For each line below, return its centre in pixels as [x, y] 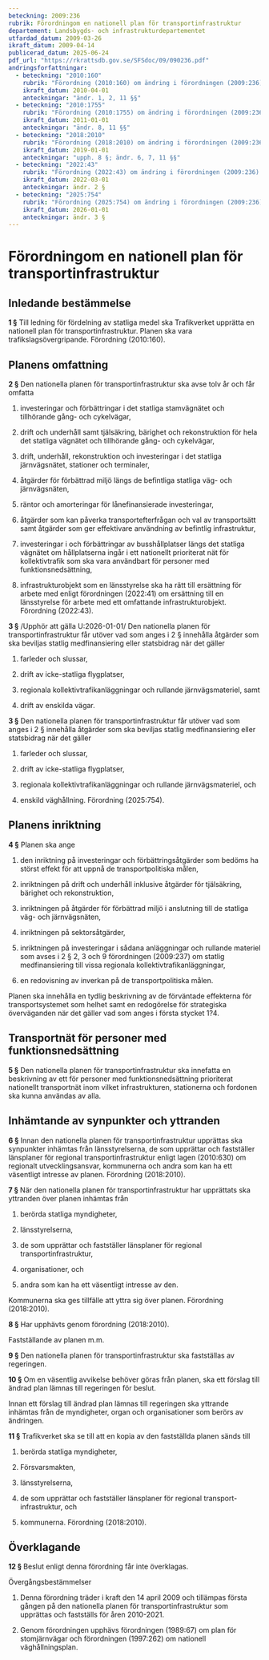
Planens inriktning [55, 826]
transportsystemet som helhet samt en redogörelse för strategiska [117, 1004]
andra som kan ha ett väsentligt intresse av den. [99, 1285]
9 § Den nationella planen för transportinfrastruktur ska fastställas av [121, 1355]
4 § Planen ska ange [42, 844]
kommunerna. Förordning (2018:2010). [83, 1522]
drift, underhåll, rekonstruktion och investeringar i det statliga [120, 456]
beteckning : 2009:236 [44, 16]
